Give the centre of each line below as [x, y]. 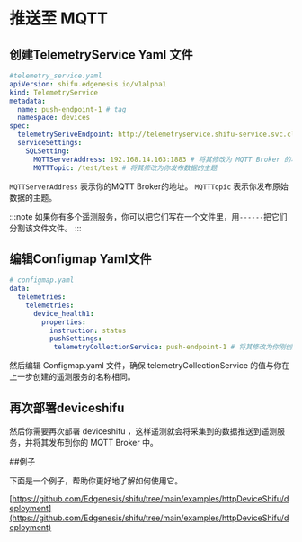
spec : [19, 126]
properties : [64, 322]
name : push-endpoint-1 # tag [72, 109]
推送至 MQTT [58, 18]
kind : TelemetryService [54, 92]
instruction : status [88, 330]
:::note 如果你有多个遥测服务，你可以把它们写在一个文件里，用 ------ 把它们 [148, 216]
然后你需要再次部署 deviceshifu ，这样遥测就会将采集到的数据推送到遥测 [143, 431]
